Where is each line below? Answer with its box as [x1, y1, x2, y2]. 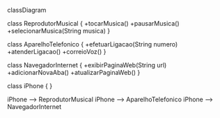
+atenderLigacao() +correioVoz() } [7, 48, 107, 56]
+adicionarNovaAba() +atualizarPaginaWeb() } [7, 69, 141, 76]
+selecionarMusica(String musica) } [7, 27, 111, 35]
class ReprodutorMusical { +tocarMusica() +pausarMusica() [7, 19, 180, 27]
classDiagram [7, 6, 47, 14]
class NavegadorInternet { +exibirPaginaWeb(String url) [7, 61, 167, 69]
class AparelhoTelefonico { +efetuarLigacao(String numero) [7, 40, 178, 48]
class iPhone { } [7, 82, 53, 90]
